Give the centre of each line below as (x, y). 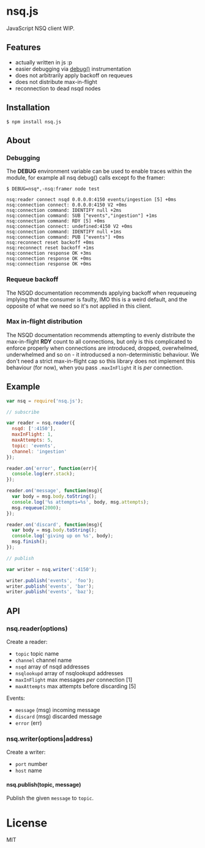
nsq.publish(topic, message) (44, 784)
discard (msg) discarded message (58, 716)
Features (24, 47)
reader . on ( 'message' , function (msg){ (54, 491)
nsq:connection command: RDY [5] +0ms (56, 221)
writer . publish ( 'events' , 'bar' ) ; (50, 586)
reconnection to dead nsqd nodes (58, 88)
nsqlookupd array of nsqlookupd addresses (69, 673)
